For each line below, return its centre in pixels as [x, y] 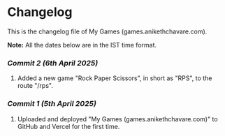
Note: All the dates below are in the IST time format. [82, 45]
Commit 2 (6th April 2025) [53, 63]
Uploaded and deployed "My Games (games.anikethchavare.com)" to [117, 119]
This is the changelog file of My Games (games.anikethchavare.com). [107, 31]
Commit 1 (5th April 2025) [52, 104]
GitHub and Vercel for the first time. [68, 126]
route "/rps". [35, 86]
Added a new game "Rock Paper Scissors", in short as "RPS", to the [115, 78]
